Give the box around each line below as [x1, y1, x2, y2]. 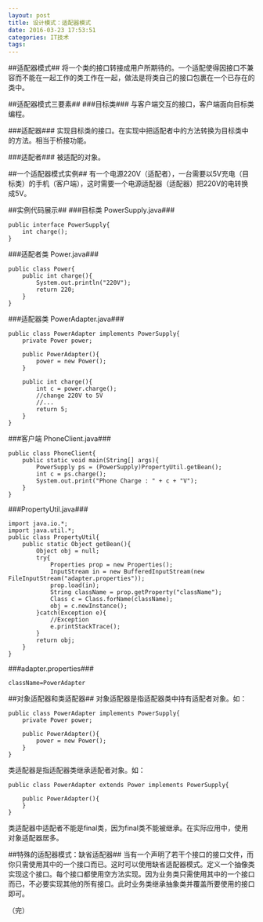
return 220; [36, 286, 76, 294]
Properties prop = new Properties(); [49, 561, 174, 569]
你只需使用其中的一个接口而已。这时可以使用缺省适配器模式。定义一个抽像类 [8, 860, 255, 869]
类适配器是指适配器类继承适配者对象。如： [8, 766, 146, 775]
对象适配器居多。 [8, 833, 63, 843]
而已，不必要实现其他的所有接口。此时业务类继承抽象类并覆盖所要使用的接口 [8, 880, 255, 889]
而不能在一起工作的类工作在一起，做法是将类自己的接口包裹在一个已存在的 [14, 73, 255, 82]
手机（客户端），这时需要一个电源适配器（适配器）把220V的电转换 [34, 179, 249, 188]
